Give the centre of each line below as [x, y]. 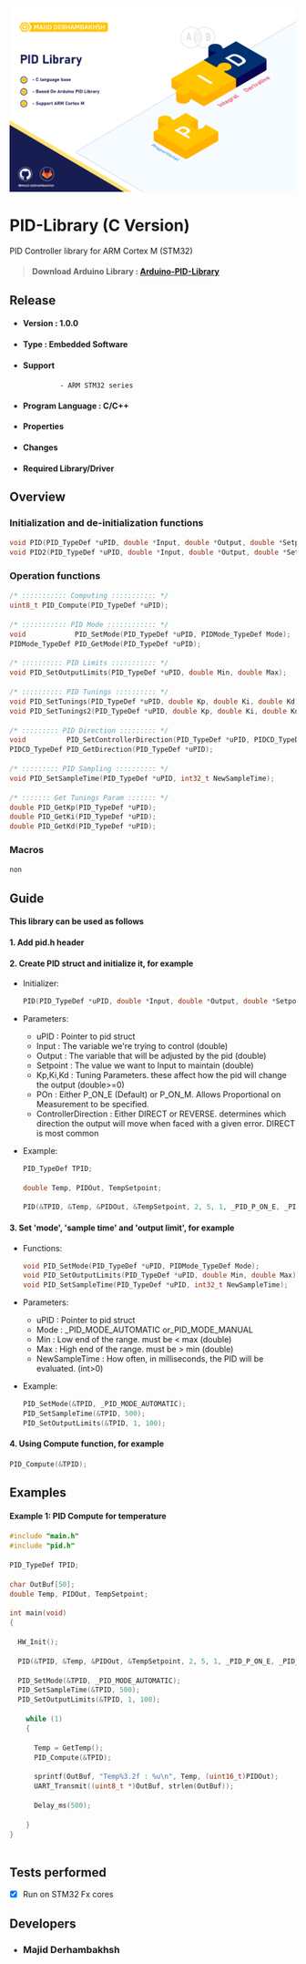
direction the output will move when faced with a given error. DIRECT [166, 1123]
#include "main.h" [44, 1537]
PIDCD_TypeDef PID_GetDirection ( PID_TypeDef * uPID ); [112, 750]
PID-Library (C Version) [100, 226]
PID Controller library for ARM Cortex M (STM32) [101, 251]
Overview [38, 496]
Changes [40, 447]
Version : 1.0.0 [51, 324]
